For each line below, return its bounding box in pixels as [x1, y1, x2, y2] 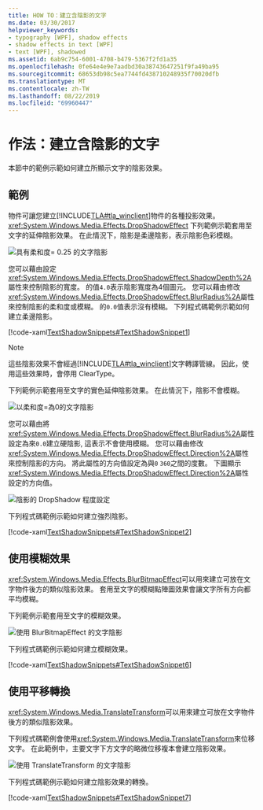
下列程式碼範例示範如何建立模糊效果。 [8, 644, 132, 653]
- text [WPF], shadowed [8, 48, 86, 56]
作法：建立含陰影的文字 [8, 135, 160, 153]
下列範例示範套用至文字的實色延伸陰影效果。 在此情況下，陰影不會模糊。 [8, 385, 244, 394]
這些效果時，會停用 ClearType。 [14, 368, 119, 378]
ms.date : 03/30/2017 [8, 19, 76, 27]
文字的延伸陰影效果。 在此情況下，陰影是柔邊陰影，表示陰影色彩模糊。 [8, 230, 237, 240]
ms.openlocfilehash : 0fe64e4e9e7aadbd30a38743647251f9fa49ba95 [8, 63, 220, 71]
